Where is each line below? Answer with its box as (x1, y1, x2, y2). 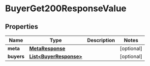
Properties (5, 22, 38, 31)
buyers (7, 53, 25, 60)
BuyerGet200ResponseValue (5, 3, 127, 14)
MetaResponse (29, 45, 65, 52)
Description (87, 37, 116, 44)
